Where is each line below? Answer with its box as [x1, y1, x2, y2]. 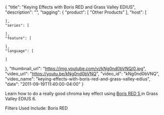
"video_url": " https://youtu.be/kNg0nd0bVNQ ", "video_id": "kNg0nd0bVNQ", [5, 71, 160, 77]
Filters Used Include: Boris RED [5, 105, 68, 111]
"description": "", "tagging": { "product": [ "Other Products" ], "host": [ [5, 9, 147, 15]
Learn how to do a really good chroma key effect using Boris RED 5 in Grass [5, 91, 158, 96]
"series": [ [5, 23, 29, 28]
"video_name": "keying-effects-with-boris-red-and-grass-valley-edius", [5, 76, 151, 82]
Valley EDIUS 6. [5, 96, 37, 101]
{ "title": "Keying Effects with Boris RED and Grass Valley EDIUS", [5, 4, 136, 10]
